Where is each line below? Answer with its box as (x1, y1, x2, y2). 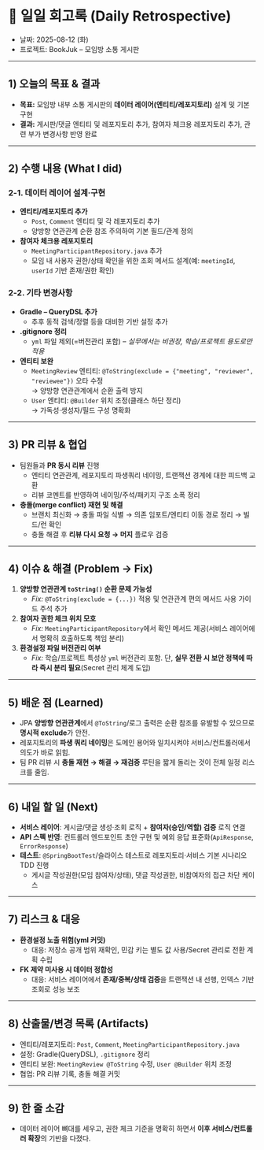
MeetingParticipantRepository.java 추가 (31, 246, 163, 256)
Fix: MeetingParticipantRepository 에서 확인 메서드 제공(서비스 (31, 624, 228, 633)
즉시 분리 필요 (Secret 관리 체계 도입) (38, 663, 151, 673)
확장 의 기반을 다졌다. (27, 1133, 91, 1143)
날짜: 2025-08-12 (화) (19, 35, 89, 44)
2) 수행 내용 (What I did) (8, 162, 123, 176)
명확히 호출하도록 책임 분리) (39, 633, 124, 643)
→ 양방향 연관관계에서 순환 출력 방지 (31, 385, 143, 395)
